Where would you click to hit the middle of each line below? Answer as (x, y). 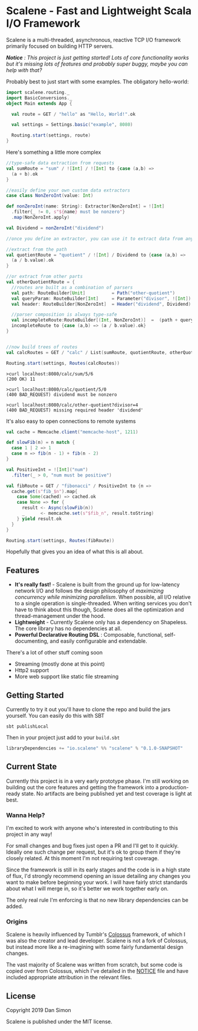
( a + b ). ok (25, 174)
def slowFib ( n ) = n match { (41, 442)
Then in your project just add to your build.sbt (63, 738)
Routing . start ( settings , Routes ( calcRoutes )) (63, 363)
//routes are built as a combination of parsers (72, 287)
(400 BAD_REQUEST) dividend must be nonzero (62, 394)
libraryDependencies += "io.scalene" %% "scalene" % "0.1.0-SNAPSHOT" (95, 748)
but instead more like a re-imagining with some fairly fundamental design (95, 947)
